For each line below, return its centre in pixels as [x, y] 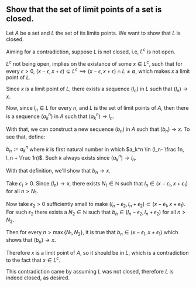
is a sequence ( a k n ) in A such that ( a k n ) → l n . [60, 116]
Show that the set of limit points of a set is [84, 10]
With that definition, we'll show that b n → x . [59, 171]
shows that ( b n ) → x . [31, 241]
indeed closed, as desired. [38, 278]
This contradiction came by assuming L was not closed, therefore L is [90, 271]
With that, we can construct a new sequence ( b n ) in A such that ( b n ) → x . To [98, 130]
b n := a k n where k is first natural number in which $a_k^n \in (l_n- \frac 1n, [95, 149]
